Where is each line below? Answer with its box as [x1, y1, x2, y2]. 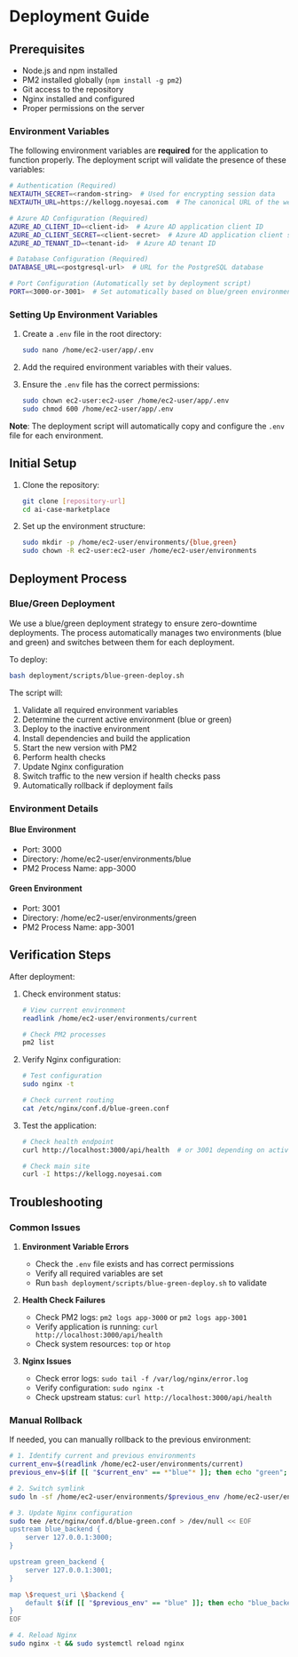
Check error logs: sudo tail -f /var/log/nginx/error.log [35, 1373, 248, 1384]
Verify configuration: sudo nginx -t [35, 1382, 165, 1393]
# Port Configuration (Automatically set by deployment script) [9, 279, 252, 288]
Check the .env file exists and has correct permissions [35, 1259, 235, 1269]
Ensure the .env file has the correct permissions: [21, 380, 200, 390]
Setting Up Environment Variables [9, 308, 158, 321]
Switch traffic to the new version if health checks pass [21, 771, 221, 781]
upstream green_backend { [9, 1557, 105, 1566]
